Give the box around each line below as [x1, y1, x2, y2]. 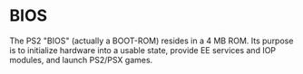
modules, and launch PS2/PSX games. [9, 54, 153, 65]
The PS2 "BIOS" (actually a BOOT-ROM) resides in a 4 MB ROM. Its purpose [9, 35, 294, 46]
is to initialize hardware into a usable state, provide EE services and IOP [9, 44, 277, 55]
